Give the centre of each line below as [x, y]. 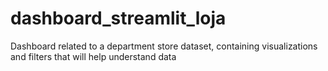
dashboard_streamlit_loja [118, 18]
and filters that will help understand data [93, 56]
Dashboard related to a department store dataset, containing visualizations [164, 46]
